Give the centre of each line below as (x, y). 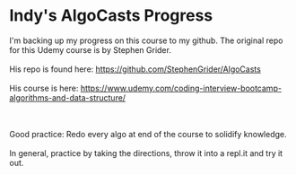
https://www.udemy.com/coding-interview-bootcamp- (181, 88)
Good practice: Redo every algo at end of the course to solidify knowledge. (148, 134)
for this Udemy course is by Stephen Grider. (91, 49)
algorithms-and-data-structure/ (68, 97)
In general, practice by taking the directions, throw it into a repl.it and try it (146, 153)
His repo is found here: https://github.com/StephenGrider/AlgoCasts (135, 69)
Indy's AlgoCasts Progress (111, 16)
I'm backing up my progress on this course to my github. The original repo (146, 40)
